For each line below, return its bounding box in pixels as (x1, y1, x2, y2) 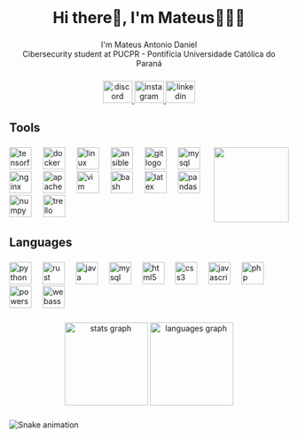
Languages (9, 234, 73, 250)
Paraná (136, 59, 162, 69)
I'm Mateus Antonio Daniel (100, 39, 198, 51)
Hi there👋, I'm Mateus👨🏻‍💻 (52, 8, 246, 28)
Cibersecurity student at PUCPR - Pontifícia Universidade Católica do (22, 49, 276, 59)
